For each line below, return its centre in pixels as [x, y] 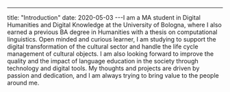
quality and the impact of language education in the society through [103, 61]
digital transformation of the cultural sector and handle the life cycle [103, 46]
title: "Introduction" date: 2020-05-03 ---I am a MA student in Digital [104, 17]
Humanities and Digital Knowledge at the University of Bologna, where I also [115, 25]
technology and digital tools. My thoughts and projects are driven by [103, 68]
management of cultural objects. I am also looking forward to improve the [111, 54]
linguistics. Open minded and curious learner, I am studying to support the [112, 39]
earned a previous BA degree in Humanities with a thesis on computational [112, 32]
